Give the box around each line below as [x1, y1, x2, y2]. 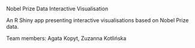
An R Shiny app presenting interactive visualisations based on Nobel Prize [6, 17, 189, 23]
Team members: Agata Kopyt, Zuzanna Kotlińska [6, 35, 127, 41]
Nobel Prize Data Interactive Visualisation [6, 5, 109, 12]
